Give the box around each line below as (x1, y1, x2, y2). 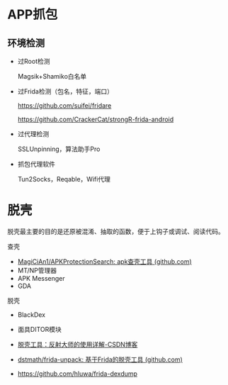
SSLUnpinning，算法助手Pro (17, 145, 101, 153)
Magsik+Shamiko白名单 (17, 72, 87, 80)
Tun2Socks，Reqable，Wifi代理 (17, 175, 111, 183)
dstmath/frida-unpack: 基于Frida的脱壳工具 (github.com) (17, 355, 183, 364)
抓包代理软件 (17, 160, 55, 168)
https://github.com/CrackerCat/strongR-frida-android (17, 115, 174, 123)
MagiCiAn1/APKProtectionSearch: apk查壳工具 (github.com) (17, 257, 193, 266)
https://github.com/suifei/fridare (17, 101, 112, 110)
